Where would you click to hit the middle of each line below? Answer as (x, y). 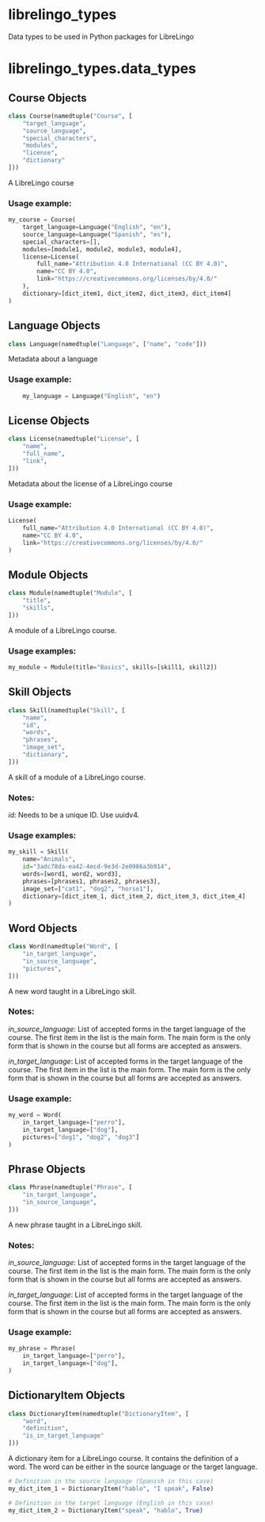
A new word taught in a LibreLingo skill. (72, 991)
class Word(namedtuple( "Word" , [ (63, 947)
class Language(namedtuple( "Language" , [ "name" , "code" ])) (108, 344)
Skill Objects (40, 692)
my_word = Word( (35, 1115)
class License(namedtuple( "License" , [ (74, 439)
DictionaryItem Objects (66, 1395)
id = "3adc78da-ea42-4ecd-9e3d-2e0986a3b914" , (97, 867)
